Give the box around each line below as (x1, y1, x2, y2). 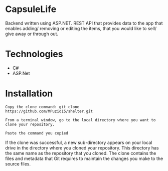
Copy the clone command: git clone (5, 104, 80, 109)
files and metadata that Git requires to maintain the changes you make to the (5, 155, 163, 161)
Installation (5, 88, 53, 99)
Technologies (5, 49, 64, 60)
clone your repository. (5, 122, 55, 127)
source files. (5, 160, 31, 166)
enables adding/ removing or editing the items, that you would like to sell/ (5, 25, 157, 31)
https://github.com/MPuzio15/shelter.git (5, 109, 93, 114)
